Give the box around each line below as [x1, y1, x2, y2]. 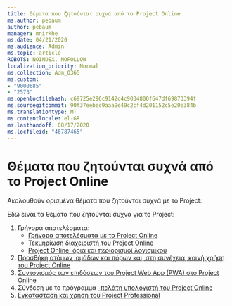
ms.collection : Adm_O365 [7, 69, 80, 76]
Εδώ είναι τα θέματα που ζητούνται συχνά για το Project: [7, 210, 175, 219]
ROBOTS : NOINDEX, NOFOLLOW [7, 56, 86, 63]
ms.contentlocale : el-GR [7, 115, 80, 122]
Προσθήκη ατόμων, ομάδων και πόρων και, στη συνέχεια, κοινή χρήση [17, 254, 225, 262]
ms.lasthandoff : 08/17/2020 [7, 121, 90, 129]
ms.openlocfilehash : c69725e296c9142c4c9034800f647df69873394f [7, 96, 197, 103]
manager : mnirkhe [7, 30, 58, 37]
